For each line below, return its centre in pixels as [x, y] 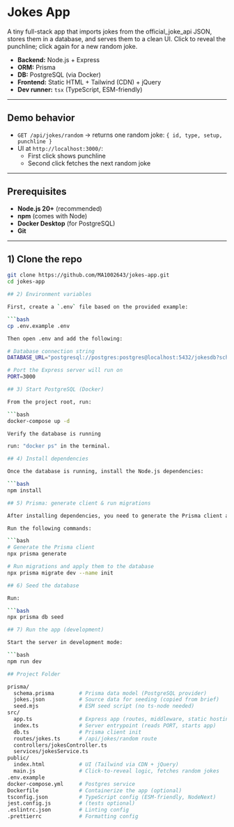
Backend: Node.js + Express [58, 59]
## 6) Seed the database [43, 586]
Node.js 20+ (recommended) [60, 208]
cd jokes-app [26, 282]
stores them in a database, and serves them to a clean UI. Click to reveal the [117, 38]
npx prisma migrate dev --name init [60, 573]
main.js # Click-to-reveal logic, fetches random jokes [116, 771]
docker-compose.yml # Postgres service [71, 784]
